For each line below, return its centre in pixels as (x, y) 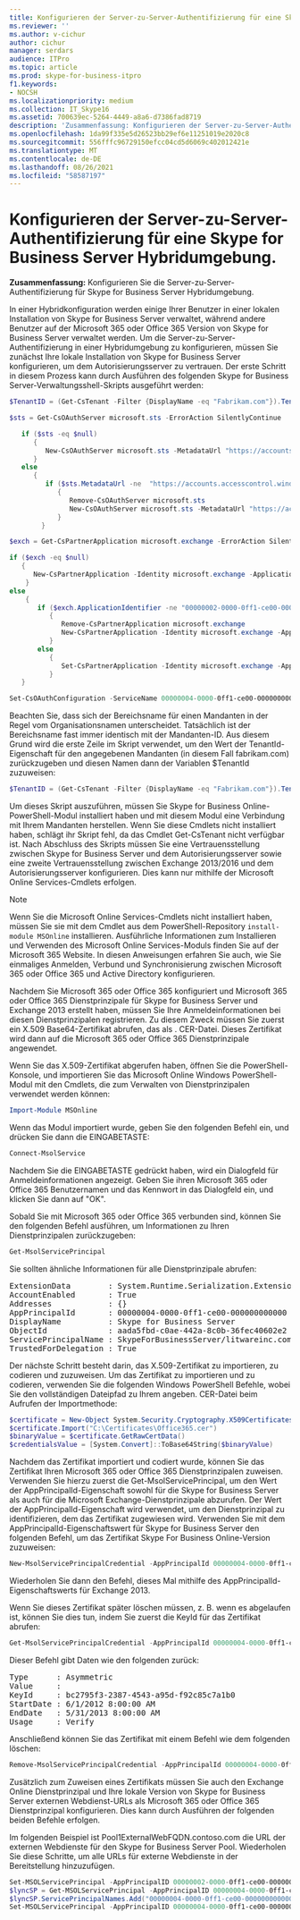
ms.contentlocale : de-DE (55, 159)
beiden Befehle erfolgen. (55, 1820)
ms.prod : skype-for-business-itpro (75, 76)
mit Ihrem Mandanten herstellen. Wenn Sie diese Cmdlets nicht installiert (143, 825)
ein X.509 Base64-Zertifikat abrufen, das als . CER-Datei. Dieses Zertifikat (146, 1029)
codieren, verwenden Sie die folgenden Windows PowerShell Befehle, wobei (150, 1384)
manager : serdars (42, 51)
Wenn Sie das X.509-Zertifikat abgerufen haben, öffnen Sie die (125, 1066)
